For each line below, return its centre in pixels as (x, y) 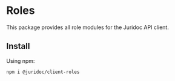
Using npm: (21, 60)
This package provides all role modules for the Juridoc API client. (88, 27)
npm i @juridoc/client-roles (43, 72)
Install (18, 46)
